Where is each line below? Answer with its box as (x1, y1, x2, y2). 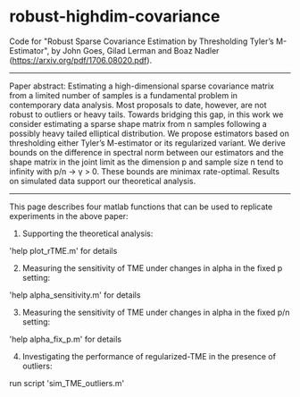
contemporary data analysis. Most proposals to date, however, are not (9, 99, 267, 110)
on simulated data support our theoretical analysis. (9, 175, 196, 186)
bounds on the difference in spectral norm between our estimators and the (9, 147, 284, 157)
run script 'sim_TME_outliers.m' (9, 377, 125, 388)
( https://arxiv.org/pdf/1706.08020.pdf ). (9, 55, 153, 65)
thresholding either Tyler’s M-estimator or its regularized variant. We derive (9, 137, 286, 148)
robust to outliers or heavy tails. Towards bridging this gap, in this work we (9, 109, 284, 120)
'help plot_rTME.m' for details (9, 245, 118, 256)
